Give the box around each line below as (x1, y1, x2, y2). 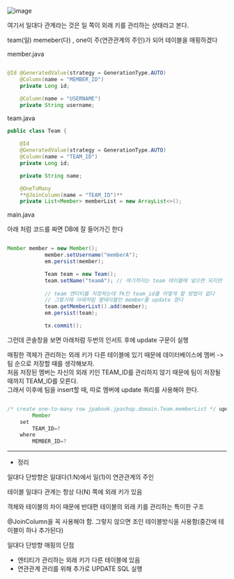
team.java (7, 114, 36, 122)
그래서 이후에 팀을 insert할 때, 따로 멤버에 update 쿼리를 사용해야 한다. (7, 385, 199, 394)
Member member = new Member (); (7, 245, 98, 252)
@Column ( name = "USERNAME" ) (19, 95, 101, 102)
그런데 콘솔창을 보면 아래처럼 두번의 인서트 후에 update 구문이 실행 (7, 335, 189, 344)
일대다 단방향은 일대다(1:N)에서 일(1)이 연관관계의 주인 (7, 473, 155, 481)
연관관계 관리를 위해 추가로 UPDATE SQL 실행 (17, 564, 143, 573)
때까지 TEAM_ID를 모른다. (7, 376, 79, 385)
